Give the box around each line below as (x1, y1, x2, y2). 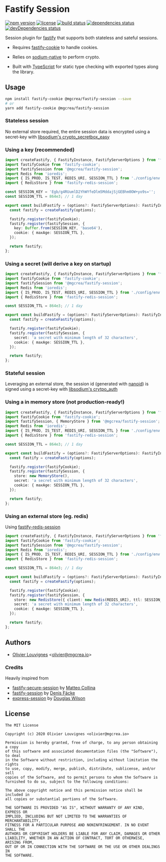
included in (5, 792, 30, 797)
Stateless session (5, 117, 49, 124)
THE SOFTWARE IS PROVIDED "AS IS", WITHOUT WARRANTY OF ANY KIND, (5, 805, 145, 810)
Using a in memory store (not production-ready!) (5, 399, 125, 405)
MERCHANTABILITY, (5, 818, 41, 823)
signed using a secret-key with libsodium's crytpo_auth (5, 386, 118, 392)
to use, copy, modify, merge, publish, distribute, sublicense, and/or (5, 766, 156, 771)
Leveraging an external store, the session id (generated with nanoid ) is (5, 381, 149, 387)
